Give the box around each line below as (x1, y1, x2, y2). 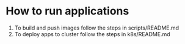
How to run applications (5, 4, 129, 18)
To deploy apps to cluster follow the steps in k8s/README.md (14, 30, 170, 37)
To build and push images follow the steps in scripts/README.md (14, 24, 180, 31)
